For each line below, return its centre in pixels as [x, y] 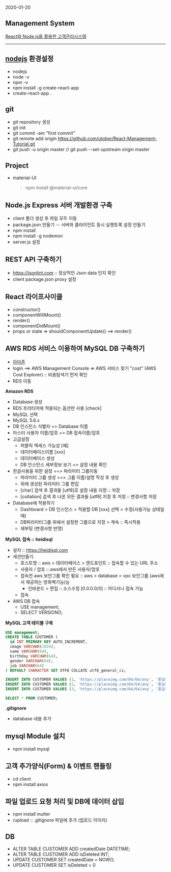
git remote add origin [35, 139]
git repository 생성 [32, 122]
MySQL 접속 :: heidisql [29, 539]
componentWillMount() [37, 315]
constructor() [26, 309]
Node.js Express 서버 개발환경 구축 [59, 205]
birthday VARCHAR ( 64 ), [34, 656]
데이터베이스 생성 [37, 458]
